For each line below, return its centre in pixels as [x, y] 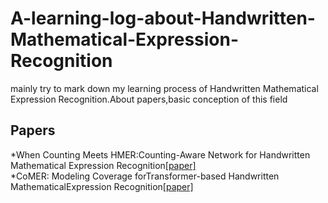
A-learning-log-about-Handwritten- [163, 18]
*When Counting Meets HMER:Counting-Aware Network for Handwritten [160, 154]
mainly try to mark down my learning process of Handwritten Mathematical [164, 88]
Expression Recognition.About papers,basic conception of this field [149, 99]
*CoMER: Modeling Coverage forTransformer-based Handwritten [145, 176]
